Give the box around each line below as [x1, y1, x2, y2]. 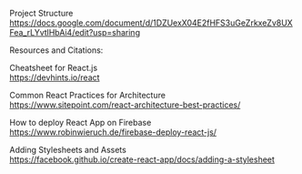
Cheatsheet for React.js [9, 63, 98, 73]
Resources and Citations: [9, 45, 104, 56]
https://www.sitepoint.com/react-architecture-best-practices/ [9, 99, 241, 110]
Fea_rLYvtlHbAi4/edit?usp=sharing [9, 27, 141, 37]
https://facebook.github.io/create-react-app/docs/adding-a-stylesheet [9, 154, 276, 165]
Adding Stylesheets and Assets [9, 145, 127, 155]
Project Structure [9, 8, 74, 18]
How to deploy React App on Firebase [9, 118, 152, 128]
